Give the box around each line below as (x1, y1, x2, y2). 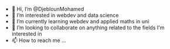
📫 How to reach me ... (11, 37, 66, 44)
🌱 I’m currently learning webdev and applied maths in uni (11, 18, 149, 24)
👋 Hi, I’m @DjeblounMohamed (11, 6, 84, 12)
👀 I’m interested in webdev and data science (11, 12, 119, 19)
